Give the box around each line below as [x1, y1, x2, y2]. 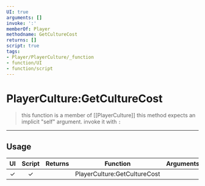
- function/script [6, 65, 53, 72]
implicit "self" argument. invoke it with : [21, 118, 121, 125]
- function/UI [6, 60, 43, 66]
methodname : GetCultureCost [6, 32, 78, 38]
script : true [6, 43, 40, 49]
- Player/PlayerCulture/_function [6, 54, 95, 60]
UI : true [6, 9, 29, 15]
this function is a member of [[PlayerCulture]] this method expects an [21, 112, 196, 119]
